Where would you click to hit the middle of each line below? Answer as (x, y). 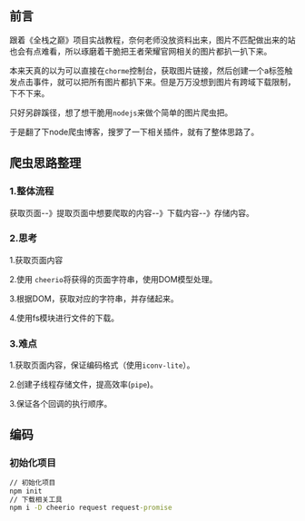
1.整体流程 (32, 192)
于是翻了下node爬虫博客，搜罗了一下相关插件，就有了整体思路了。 (134, 132)
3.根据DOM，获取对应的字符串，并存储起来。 (94, 299)
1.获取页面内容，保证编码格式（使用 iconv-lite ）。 (102, 365)
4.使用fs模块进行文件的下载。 (64, 318)
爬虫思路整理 (45, 163)
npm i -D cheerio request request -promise (91, 508)
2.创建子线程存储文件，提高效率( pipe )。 (84, 385)
